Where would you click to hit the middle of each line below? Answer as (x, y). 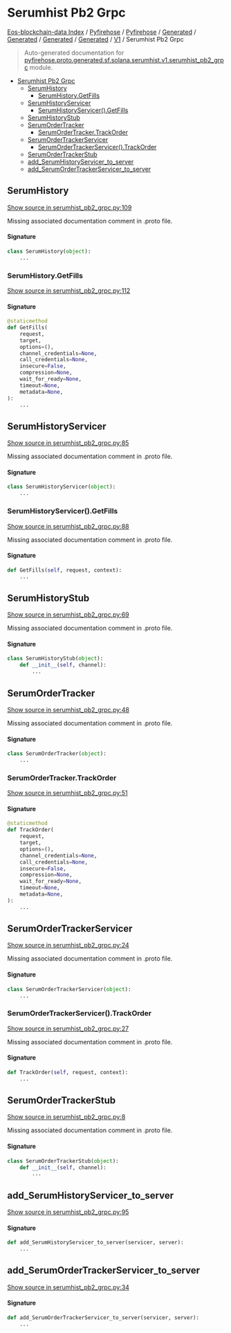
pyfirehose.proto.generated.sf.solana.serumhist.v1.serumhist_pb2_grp (124, 60)
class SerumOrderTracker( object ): (57, 754)
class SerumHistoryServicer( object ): (62, 487)
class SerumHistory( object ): (49, 251)
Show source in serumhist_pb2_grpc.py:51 (67, 793)
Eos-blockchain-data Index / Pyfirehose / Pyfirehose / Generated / (102, 32)
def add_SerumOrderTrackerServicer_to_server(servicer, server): (103, 1318)
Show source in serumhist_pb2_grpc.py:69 (68, 615)
